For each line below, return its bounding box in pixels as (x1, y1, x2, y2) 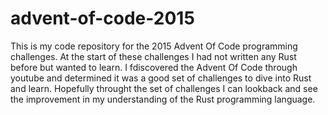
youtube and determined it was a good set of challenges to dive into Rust (10, 72, 312, 84)
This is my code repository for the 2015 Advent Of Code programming (10, 40, 298, 52)
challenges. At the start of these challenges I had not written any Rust (10, 50, 297, 62)
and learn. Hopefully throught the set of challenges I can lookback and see (10, 82, 318, 94)
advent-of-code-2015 (10, 7, 195, 30)
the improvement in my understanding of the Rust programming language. (10, 93, 316, 105)
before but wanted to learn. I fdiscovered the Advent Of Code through (10, 61, 298, 73)
